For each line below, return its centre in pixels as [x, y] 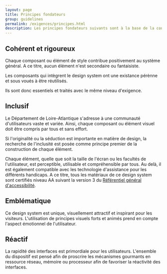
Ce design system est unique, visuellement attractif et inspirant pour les [79, 213]
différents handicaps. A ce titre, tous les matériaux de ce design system [79, 175]
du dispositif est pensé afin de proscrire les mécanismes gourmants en [78, 257]
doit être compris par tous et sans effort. [46, 129]
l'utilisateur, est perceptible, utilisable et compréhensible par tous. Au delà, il [83, 164]
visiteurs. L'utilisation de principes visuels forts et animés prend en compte [82, 218]
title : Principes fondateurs [35, 14]
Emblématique [28, 201]
